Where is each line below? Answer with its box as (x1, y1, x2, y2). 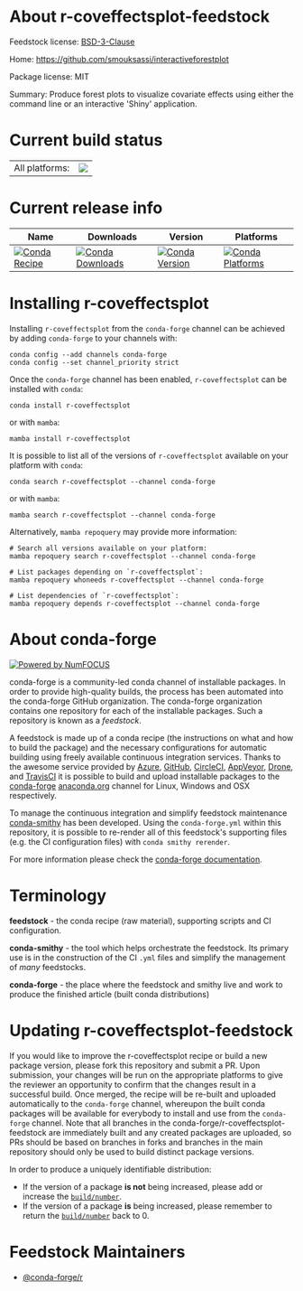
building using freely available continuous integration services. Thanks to (9, 752, 281, 762)
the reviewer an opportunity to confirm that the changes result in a (9, 1079, 257, 1090)
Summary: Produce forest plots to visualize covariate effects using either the (9, 89, 294, 99)
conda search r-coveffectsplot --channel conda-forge (9, 477, 216, 486)
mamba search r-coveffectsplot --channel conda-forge (9, 510, 216, 519)
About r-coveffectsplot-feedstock (9, 6, 271, 27)
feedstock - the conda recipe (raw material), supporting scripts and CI (9, 915, 272, 926)
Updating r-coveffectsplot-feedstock (9, 1020, 294, 1041)
